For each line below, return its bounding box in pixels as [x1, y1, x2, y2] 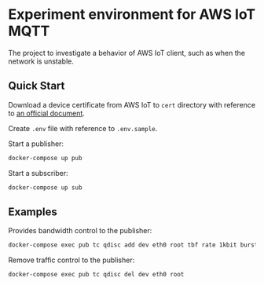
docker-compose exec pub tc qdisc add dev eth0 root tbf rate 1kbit [8, 241, 237, 249]
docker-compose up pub [8, 154, 82, 162]
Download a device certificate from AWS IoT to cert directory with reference [8, 100, 256, 109]
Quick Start [8, 79, 65, 93]
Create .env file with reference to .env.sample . [8, 123, 158, 133]
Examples [8, 205, 57, 218]
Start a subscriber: [8, 168, 68, 177]
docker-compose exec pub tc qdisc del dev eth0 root [8, 271, 185, 279]
